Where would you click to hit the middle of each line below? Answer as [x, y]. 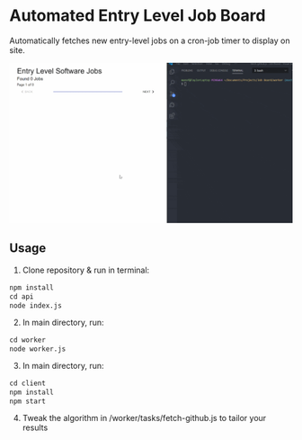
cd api [22, 296]
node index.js [36, 305]
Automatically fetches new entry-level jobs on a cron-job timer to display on [150, 40]
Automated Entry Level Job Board [138, 16]
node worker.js [38, 349]
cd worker [28, 340]
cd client [28, 383]
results [35, 427]
